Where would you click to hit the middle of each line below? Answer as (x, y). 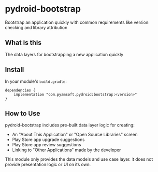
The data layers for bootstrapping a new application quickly (64, 54)
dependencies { (20, 90)
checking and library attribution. (37, 27)
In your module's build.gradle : (36, 81)
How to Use (23, 113)
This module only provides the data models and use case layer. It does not (79, 159)
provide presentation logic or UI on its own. (48, 164)
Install (14, 70)
